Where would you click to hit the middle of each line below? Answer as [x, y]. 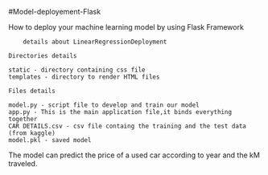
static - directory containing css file [77, 70]
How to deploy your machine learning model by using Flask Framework [126, 27]
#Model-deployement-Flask [55, 12]
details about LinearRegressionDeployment [95, 42]
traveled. [23, 163]
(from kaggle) [32, 133]
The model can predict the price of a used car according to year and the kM [134, 155]
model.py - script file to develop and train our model [104, 105]
